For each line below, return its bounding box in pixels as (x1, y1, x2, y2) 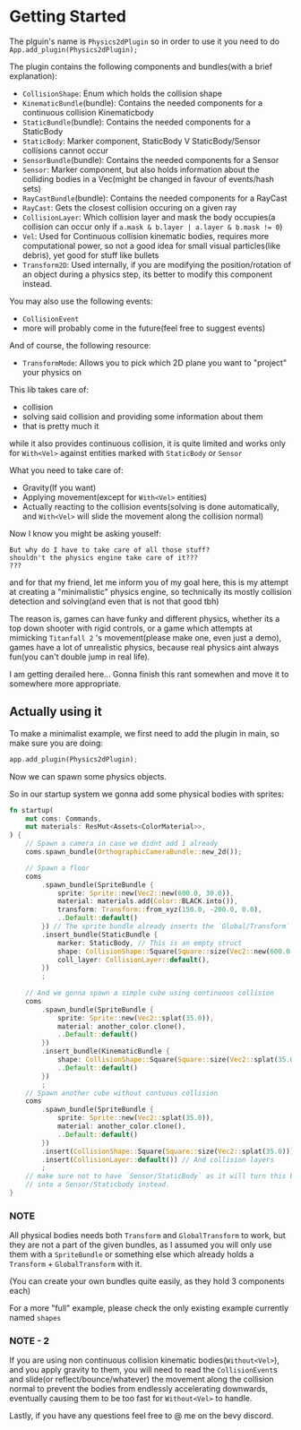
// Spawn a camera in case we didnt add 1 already (25, 840, 219, 849)
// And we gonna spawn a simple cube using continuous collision (25, 988, 275, 997)
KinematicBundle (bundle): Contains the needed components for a (21, 97, 262, 108)
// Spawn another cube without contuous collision (25, 1089, 219, 1098)
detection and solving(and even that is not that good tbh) (9, 596, 219, 607)
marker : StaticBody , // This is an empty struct (56, 938, 243, 947)
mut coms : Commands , (25, 814, 102, 823)
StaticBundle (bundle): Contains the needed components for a (21, 116, 251, 127)
